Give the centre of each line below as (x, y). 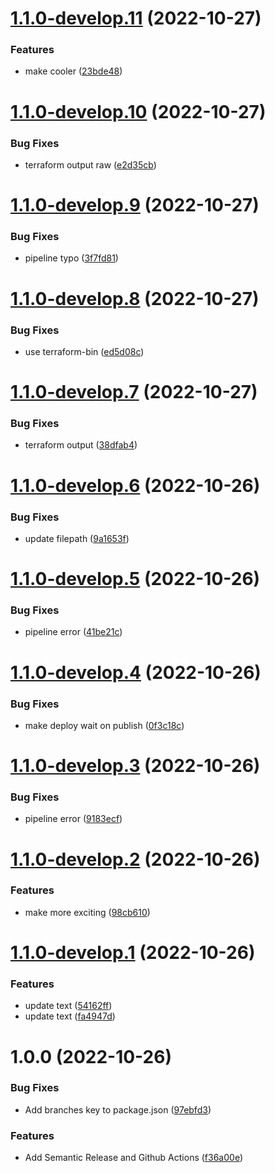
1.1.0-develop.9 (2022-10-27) (135, 205)
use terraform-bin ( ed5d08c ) (84, 351)
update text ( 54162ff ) (68, 1006)
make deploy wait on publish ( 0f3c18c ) (104, 725)
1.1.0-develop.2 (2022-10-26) (135, 859)
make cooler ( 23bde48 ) (73, 71)
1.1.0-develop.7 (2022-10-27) (134, 392)
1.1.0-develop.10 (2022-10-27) (138, 111)
